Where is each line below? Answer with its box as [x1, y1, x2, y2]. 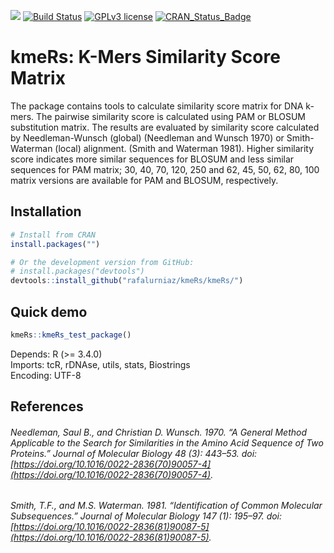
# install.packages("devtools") [10, 266, 145, 277]
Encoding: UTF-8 [10, 369, 82, 381]
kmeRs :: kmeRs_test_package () [10, 330, 132, 340]
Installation [10, 203, 82, 220]
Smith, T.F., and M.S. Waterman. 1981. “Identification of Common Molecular [10, 500, 323, 512]
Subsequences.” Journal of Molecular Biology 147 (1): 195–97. [10, 510, 265, 522]
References [10, 398, 84, 415]
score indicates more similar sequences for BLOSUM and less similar [10, 153, 295, 165]
